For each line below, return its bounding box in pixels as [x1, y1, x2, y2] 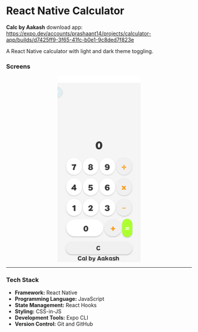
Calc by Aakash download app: [6, 24, 83, 31]
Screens [6, 62, 31, 70]
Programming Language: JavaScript [14, 295, 105, 303]
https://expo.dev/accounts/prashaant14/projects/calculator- [6, 29, 151, 37]
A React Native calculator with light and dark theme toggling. [6, 47, 154, 54]
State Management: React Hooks [14, 302, 97, 309]
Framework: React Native [14, 289, 78, 296]
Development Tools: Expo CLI [14, 314, 88, 321]
